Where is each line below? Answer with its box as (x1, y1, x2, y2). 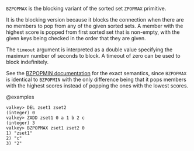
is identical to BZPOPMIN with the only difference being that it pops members (6, 76, 187, 83)
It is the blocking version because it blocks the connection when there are (6, 16, 184, 23)
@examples (6, 93, 34, 100)
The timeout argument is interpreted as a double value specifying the (6, 46, 173, 53)
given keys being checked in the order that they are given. (6, 35, 146, 41)
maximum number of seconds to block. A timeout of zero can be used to (6, 52, 181, 59)
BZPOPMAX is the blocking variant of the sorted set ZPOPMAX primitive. (6, 5, 167, 12)
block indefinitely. (6, 58, 49, 65)
